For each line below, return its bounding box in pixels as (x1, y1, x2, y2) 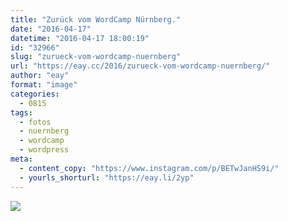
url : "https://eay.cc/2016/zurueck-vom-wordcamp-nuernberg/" (10, 61, 271, 71)
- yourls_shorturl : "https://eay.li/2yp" (19, 172, 195, 183)
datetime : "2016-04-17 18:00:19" (10, 33, 150, 43)
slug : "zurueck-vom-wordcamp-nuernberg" (10, 52, 182, 62)
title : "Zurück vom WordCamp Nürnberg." (10, 14, 182, 25)
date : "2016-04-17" (10, 24, 92, 34)
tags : (10, 107, 33, 118)
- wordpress (19, 145, 70, 155)
